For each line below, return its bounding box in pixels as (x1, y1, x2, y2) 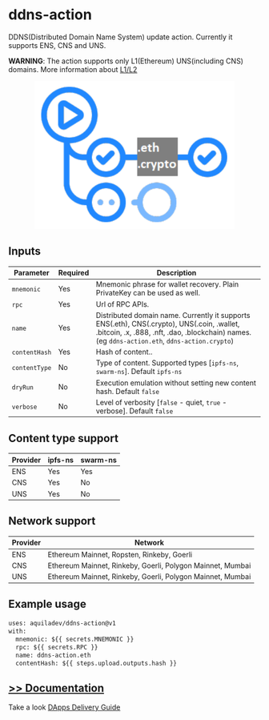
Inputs (8, 244, 42, 258)
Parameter (13, 268, 50, 278)
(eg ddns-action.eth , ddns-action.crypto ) (95, 336, 235, 345)
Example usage (8, 597, 86, 610)
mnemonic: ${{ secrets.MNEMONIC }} (15, 635, 134, 644)
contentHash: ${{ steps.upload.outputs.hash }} (15, 659, 178, 668)
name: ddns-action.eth (15, 651, 91, 660)
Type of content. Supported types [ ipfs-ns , (95, 358, 239, 368)
